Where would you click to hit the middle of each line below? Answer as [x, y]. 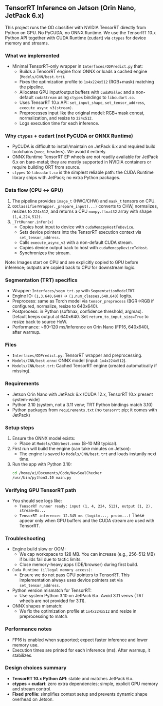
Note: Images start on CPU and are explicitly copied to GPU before [72, 262]
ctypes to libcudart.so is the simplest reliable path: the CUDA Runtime [83, 172]
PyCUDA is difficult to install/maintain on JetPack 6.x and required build [84, 146]
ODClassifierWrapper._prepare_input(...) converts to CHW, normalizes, [85, 206]
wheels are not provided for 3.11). [53, 601]
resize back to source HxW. [40, 322]
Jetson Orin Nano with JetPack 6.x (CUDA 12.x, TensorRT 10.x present [82, 394]
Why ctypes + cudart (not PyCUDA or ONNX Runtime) [69, 136]
